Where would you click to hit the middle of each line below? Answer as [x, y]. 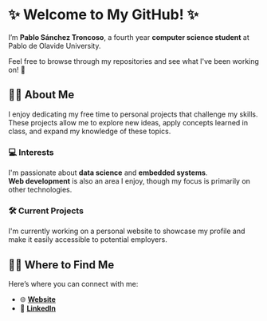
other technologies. [40, 190]
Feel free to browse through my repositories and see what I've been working [133, 61]
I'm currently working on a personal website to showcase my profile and [127, 231]
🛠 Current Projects [46, 211]
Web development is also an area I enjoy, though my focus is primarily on [130, 181]
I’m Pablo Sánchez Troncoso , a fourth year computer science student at [129, 37]
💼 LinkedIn [37, 308]
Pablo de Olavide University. [55, 46]
